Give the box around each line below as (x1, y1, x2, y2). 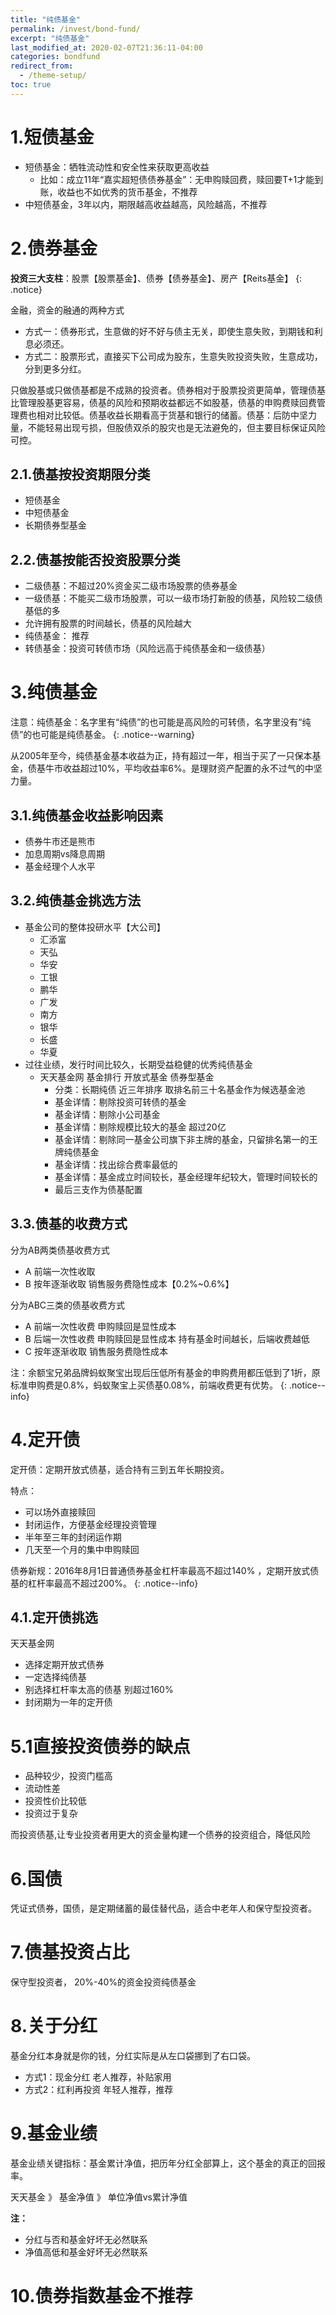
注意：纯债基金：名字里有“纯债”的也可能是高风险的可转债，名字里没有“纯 (10, 716, 312, 728)
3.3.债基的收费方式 (10, 1216, 128, 1233)
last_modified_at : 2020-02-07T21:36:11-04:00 (10, 42, 203, 53)
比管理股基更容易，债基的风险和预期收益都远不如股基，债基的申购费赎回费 (10, 396, 317, 408)
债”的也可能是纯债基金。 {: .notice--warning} (10, 729, 196, 741)
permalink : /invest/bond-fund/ (10, 24, 141, 34)
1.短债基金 (10, 126, 95, 148)
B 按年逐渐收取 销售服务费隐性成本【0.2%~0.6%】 (24, 1277, 235, 1290)
